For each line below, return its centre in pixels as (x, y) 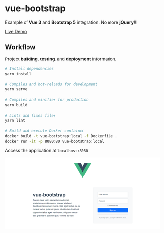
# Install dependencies (29, 69)
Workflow (20, 47)
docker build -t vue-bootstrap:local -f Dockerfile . (61, 136)
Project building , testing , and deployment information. (61, 59)
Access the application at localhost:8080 (47, 150)
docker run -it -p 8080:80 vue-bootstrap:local (55, 141)
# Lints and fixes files (30, 115)
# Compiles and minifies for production (47, 100)
